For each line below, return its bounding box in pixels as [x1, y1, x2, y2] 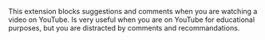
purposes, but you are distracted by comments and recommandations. [8, 24, 240, 32]
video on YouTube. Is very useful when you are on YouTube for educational [8, 15, 255, 24]
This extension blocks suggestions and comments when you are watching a [8, 7, 258, 16]
